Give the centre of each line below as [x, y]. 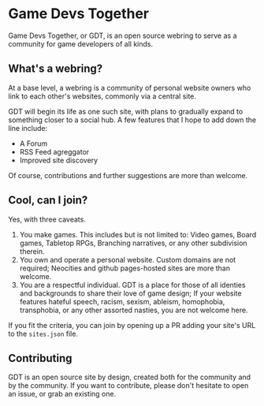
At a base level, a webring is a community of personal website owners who [130, 88]
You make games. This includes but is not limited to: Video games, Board [138, 234]
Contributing [40, 358]
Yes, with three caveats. [47, 219]
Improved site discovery [59, 160]
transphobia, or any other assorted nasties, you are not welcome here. [134, 310]
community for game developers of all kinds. [81, 43]
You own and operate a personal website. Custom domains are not [128, 259]
